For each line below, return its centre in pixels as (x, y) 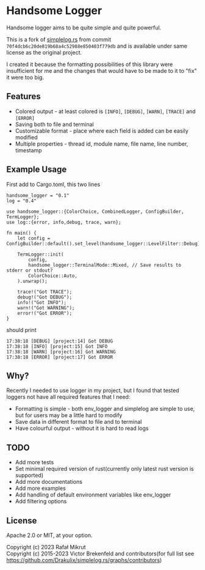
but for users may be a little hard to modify (69, 415)
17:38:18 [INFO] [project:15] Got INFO (57, 346)
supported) (29, 475)
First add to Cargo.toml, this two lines (53, 184)
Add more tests (34, 462)
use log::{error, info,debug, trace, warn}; (64, 222)
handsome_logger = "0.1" (38, 195)
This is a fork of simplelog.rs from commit (59, 39)
